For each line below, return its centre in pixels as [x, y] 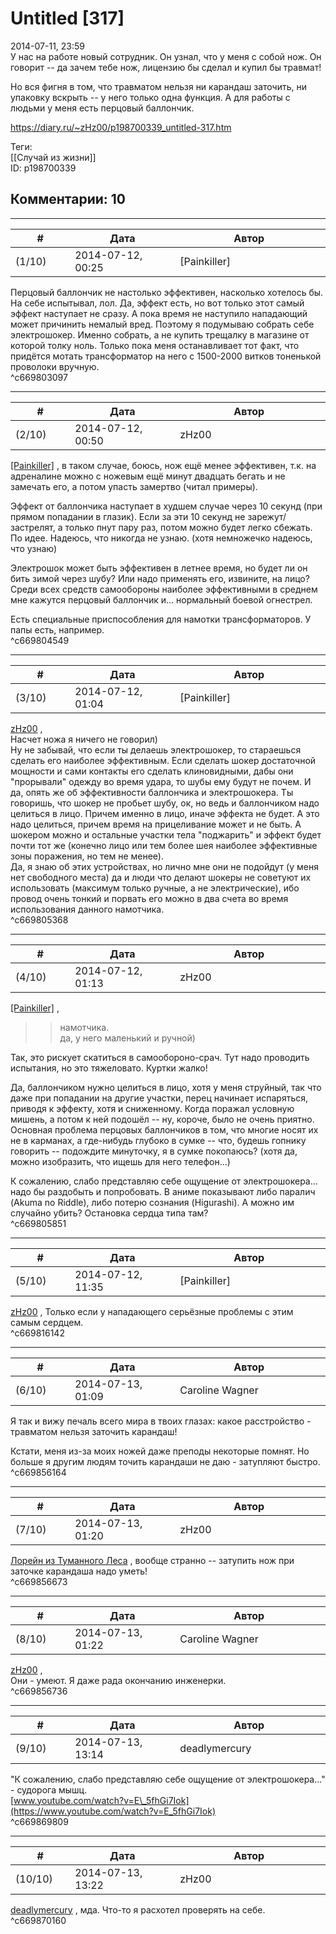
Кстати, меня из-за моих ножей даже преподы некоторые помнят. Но [160, 1451]
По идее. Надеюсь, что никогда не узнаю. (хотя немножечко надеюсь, [161, 538]
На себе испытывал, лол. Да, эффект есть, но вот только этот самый [157, 303]
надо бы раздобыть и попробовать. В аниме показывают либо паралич [163, 1191]
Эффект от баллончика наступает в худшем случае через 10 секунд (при [166, 506]
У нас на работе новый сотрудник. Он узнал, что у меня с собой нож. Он [166, 56]
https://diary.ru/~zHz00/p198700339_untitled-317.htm [121, 127]
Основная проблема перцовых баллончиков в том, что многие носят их [164, 1129]
